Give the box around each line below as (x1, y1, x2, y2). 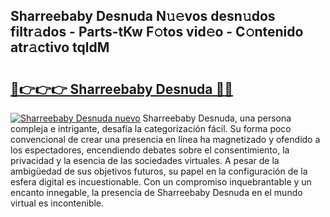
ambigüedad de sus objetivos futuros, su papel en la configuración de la (10, 165, 308, 177)
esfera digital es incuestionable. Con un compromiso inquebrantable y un (10, 176, 312, 188)
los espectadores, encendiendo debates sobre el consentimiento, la (10, 144, 290, 156)
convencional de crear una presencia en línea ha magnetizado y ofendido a (10, 134, 321, 145)
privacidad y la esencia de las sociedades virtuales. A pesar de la (10, 155, 280, 166)
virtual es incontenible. (10, 197, 105, 209)
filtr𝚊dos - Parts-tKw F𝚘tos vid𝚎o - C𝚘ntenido (10, 24, 304, 41)
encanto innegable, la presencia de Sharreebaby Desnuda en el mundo (10, 187, 303, 198)
